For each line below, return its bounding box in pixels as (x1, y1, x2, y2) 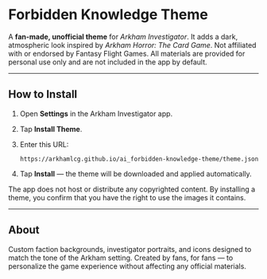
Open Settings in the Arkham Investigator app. (19, 109, 173, 118)
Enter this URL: (19, 139, 69, 149)
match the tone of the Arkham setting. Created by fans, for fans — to (8, 253, 234, 262)
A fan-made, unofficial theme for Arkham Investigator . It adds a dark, (8, 32, 238, 41)
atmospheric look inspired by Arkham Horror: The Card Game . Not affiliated (8, 40, 257, 49)
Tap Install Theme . (19, 124, 83, 134)
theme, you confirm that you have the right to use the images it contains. (8, 192, 246, 202)
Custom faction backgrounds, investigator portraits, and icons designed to (8, 244, 252, 254)
